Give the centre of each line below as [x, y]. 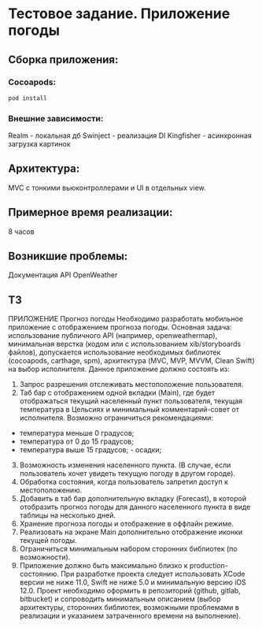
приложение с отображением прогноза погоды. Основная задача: [120, 327]
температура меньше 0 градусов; [77, 433]
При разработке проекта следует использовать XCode [153, 574]
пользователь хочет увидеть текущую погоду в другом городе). [127, 474]
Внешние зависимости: [56, 118]
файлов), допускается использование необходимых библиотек [114, 352]
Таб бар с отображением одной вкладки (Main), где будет [117, 393]
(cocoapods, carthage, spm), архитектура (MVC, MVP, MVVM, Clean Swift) [132, 361]
